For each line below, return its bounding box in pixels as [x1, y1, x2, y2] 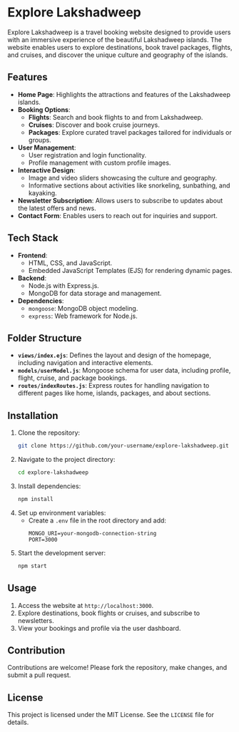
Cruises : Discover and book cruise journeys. [28, 120, 161, 129]
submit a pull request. [7, 671, 71, 679]
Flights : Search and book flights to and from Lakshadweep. [28, 113, 203, 121]
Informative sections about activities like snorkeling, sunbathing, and [28, 181, 230, 190]
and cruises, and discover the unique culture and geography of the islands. [7, 51, 228, 59]
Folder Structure [7, 332, 82, 344]
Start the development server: [17, 548, 106, 557]
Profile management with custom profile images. [28, 158, 171, 167]
